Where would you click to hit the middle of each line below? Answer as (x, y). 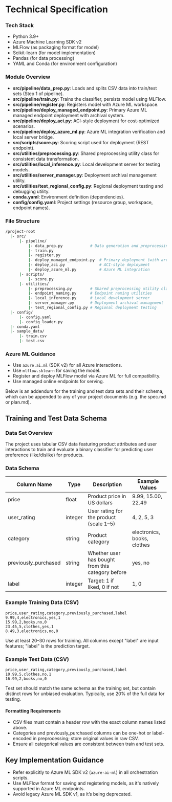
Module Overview (28, 77)
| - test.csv (31, 341)
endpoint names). (31, 208)
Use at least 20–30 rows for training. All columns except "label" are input (82, 640)
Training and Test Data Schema (56, 418)
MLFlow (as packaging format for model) (56, 48)
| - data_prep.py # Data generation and (83, 246)
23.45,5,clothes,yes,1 (29, 627)
